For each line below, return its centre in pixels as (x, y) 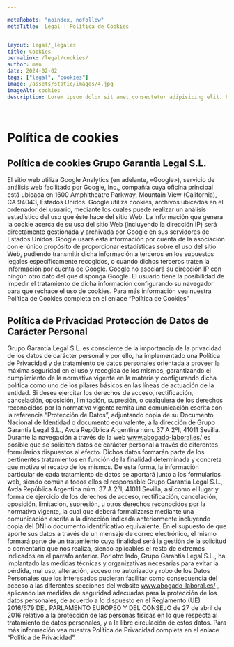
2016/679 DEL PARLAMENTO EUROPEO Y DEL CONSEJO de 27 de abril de (115, 608)
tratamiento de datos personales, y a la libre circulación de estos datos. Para (117, 623)
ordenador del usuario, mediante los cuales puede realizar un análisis (107, 209)
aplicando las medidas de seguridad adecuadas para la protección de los (112, 593)
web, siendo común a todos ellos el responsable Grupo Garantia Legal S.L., (115, 482)
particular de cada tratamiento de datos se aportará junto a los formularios (114, 475)
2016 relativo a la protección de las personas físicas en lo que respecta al (112, 616)
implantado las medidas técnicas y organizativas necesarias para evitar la (113, 563)
